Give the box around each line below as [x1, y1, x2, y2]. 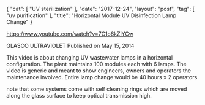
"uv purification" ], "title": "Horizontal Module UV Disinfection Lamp [6, 12, 177, 19]
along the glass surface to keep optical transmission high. [6, 92, 152, 99]
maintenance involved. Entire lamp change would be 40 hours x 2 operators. [6, 74, 199, 80]
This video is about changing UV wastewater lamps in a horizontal [6, 54, 173, 61]
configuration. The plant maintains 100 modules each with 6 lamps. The [6, 61, 187, 68]
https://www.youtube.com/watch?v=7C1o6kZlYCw [6, 30, 133, 37]
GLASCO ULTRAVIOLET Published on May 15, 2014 [6, 42, 135, 49]
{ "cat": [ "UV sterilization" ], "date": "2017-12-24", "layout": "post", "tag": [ [6, 6, 195, 12]
